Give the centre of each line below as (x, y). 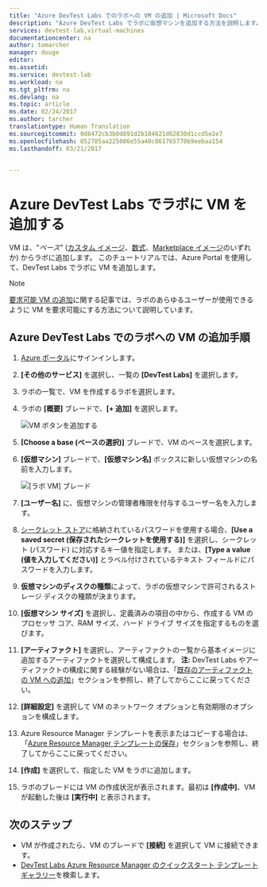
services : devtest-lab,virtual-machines (77, 30)
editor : (22, 60)
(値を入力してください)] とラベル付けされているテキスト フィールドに (134, 560)
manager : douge (34, 52)
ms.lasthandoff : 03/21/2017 (56, 149)
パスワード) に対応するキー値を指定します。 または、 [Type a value (141, 550)
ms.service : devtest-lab (50, 75)
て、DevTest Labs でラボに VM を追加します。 (85, 268)
